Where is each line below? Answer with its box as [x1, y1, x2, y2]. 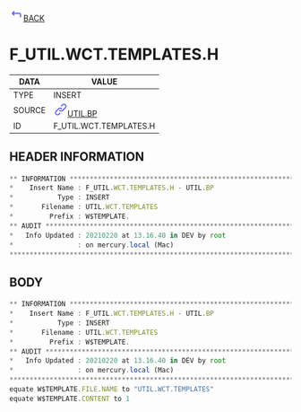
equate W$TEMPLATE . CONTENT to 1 [9, 394, 130, 403]
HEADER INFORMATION [9, 149, 145, 164]
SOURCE [13, 105, 47, 116]
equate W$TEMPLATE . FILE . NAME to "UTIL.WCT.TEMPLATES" [9, 385, 215, 394]
